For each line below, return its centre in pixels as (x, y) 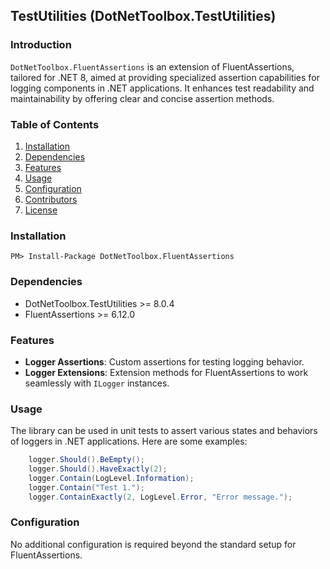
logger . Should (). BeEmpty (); (86, 460)
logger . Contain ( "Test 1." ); (86, 487)
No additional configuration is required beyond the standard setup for (153, 544)
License (41, 210)
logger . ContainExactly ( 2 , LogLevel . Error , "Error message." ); (160, 497)
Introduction (41, 45)
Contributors (51, 199)
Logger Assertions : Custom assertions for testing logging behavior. (164, 361)
